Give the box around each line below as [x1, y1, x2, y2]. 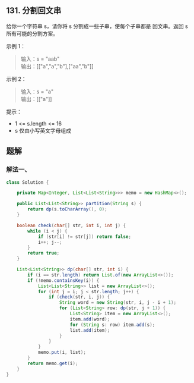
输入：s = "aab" [20, 55, 60, 62]
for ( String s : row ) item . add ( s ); [69, 322, 155, 328]
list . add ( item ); [69, 327, 110, 333]
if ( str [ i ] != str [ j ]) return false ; [37, 234, 132, 240]
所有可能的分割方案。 [6, 30, 58, 37]
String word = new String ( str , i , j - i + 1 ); [59, 300, 177, 306]
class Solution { [6, 179, 49, 186]
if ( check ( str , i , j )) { [48, 294, 110, 300]
